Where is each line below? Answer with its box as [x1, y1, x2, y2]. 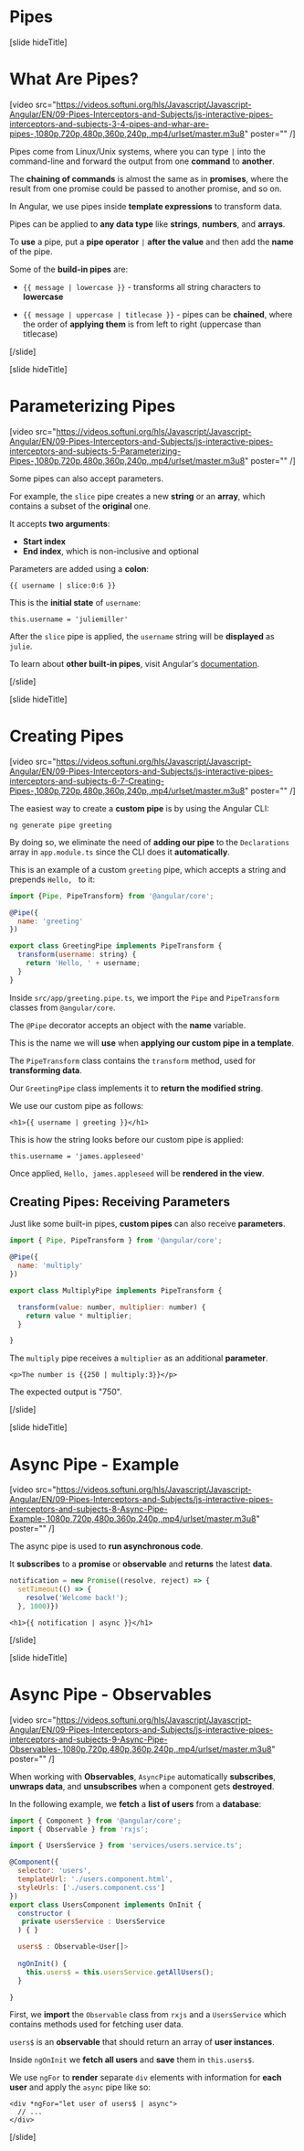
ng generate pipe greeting [9, 821, 112, 830]
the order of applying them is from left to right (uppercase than [22, 318, 262, 329]
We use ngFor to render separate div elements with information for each [9, 2072, 282, 2083]
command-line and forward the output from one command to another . [9, 156, 276, 167]
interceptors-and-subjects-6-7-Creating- [9, 775, 165, 786]
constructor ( [17, 1909, 71, 1918]
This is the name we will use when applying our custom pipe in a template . [9, 1037, 295, 1049]
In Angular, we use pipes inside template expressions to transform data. [9, 200, 283, 211]
